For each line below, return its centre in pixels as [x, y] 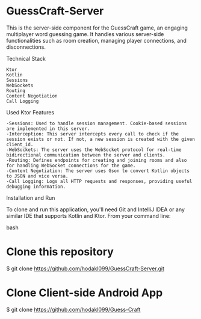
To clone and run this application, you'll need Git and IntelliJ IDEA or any [96, 209]
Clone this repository [60, 252]
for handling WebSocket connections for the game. [71, 166]
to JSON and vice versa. [37, 176]
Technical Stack [26, 58]
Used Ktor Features [30, 112]
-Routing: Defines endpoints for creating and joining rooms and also [97, 160]
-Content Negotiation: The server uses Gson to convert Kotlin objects [98, 171]
